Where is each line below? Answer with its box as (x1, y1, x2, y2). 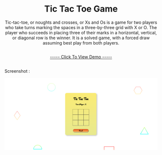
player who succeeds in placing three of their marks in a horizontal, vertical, (5, 30, 157, 35)
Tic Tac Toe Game (44, 3, 118, 15)
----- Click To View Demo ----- (49, 54, 113, 60)
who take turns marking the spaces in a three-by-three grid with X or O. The (5, 24, 157, 30)
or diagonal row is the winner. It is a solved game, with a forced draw (12, 35, 150, 41)
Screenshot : (4, 68, 30, 74)
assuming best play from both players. (42, 40, 120, 46)
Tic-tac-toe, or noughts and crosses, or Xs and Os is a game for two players (5, 19, 157, 25)
